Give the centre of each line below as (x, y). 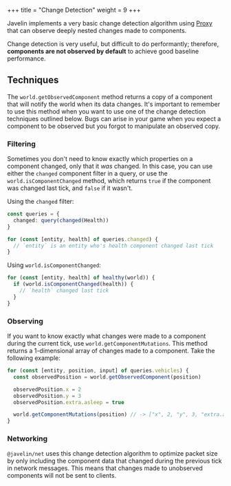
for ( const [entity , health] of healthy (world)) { (81, 278)
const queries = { (33, 214)
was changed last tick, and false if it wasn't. (70, 188)
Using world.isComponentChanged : (54, 265)
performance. (26, 59)
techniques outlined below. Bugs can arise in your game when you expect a (114, 118)
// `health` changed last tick (64, 291)
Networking (27, 439)
